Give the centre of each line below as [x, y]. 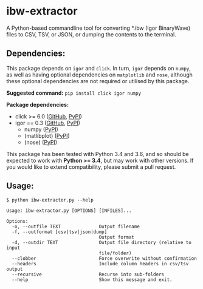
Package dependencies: [37, 104]
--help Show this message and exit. [92, 280]
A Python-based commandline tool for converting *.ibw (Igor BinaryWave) [98, 28]
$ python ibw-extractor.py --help [50, 200]
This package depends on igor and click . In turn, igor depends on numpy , [99, 68]
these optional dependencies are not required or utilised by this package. [98, 81]
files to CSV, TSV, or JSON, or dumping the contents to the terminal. [91, 34]
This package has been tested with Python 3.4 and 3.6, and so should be [98, 154]
